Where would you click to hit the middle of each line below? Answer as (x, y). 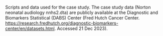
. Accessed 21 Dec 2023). (81, 28)
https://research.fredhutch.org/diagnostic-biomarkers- (62, 23)
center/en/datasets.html (30, 28)
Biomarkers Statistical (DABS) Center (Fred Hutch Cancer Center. (72, 18)
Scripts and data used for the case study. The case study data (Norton (78, 7)
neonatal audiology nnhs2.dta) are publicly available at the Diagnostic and (82, 12)
